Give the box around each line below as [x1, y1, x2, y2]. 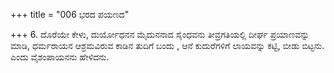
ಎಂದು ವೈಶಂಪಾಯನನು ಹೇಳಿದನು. [10, 51, 110, 63]
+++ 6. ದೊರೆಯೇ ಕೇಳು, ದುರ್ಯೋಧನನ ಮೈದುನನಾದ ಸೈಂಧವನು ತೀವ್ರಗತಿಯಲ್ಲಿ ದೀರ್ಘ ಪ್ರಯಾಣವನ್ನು [10, 29, 310, 40]
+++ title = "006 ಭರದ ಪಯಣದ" [10, 9, 130, 20]
